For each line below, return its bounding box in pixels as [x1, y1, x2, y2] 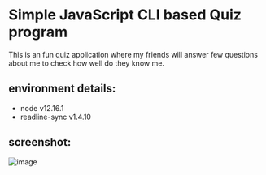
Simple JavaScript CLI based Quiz [8, 6, 242, 24]
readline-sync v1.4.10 [20, 112, 92, 122]
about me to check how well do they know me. [8, 58, 165, 68]
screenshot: [8, 135, 72, 149]
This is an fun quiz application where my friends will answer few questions [8, 49, 259, 59]
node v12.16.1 [20, 103, 64, 113]
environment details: [8, 82, 116, 96]
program [8, 23, 68, 41]
